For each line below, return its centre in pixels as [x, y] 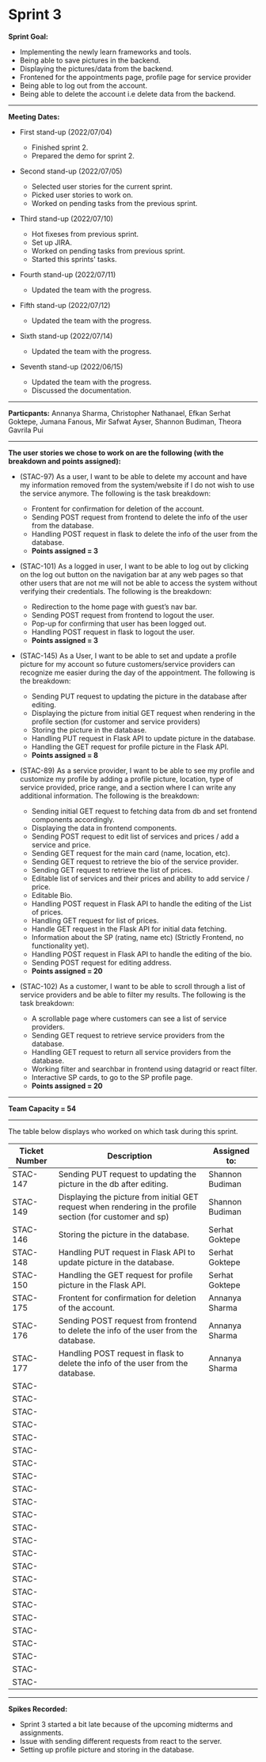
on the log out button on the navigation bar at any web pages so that [131, 574]
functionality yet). [60, 946]
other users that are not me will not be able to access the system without [138, 583]
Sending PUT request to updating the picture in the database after [139, 696]
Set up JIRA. [52, 242]
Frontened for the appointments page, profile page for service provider [135, 77]
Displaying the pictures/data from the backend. [97, 68]
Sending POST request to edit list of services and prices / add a [135, 836]
